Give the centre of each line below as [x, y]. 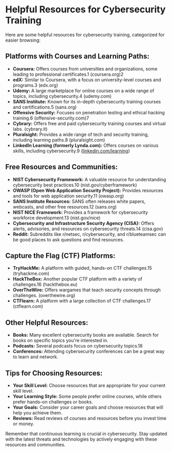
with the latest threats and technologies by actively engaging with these [81, 439]
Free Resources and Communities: [62, 167]
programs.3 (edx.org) [35, 85]
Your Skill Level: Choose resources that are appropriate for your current [89, 385]
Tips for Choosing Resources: [54, 373]
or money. [23, 424]
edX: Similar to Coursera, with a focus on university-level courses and [87, 80]
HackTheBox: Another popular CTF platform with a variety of [78, 279]
